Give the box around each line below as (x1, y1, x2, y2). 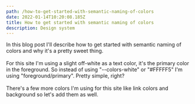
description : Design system (6, 25, 75, 31)
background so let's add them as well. (6, 91, 98, 98)
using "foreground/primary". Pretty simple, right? (6, 72, 125, 79)
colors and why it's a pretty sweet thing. (6, 48, 104, 55)
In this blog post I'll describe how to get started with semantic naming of (6, 41, 181, 48)
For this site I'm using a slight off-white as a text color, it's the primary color (6, 60, 190, 67)
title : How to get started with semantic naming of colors (6, 19, 154, 25)
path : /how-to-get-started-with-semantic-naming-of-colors (6, 8, 154, 15)
